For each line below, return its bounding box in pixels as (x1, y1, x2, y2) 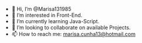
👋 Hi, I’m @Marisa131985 (11, 6, 72, 12)
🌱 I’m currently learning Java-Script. (11, 18, 100, 24)
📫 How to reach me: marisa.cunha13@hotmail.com (11, 31, 136, 37)
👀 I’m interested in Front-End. (11, 12, 83, 19)
